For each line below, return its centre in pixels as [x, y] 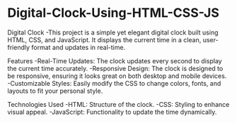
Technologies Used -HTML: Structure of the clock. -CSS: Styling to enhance [118, 104]
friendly [19, 47]
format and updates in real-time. [79, 47]
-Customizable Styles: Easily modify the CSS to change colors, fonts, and [114, 83]
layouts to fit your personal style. [55, 91]
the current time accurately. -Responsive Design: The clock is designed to [115, 68]
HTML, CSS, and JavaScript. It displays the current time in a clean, [104, 39]
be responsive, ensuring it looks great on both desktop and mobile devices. [117, 76]
